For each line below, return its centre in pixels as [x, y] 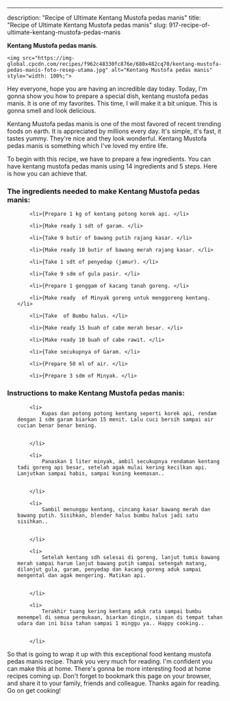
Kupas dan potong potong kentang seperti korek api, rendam [129, 413]
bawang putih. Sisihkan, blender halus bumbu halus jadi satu [107, 515]
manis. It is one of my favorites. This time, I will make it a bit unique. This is [112, 103]
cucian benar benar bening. [57, 426]
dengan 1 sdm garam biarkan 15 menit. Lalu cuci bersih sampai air [115, 419]
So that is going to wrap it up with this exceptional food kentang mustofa [109, 654]
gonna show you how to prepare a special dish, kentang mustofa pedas [108, 96]
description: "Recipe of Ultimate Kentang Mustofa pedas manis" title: [104, 17]
